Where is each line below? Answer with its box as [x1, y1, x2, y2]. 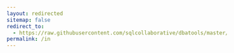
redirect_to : [6, 23, 45, 30]
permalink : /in [6, 36, 51, 43]
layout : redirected [6, 10, 64, 17]
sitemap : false [6, 17, 51, 23]
